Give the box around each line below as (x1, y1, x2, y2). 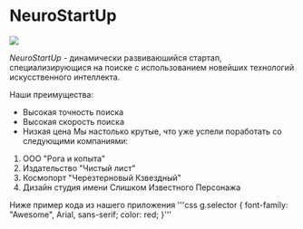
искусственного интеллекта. (9, 72, 121, 82)
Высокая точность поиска (22, 106, 124, 118)
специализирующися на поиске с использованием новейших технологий (9, 62, 295, 72)
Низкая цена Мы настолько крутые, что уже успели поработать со (22, 126, 283, 137)
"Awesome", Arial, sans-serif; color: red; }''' (9, 209, 172, 220)
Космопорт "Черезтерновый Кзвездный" (22, 172, 181, 183)
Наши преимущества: (9, 89, 93, 100)
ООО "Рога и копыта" (22, 153, 106, 164)
